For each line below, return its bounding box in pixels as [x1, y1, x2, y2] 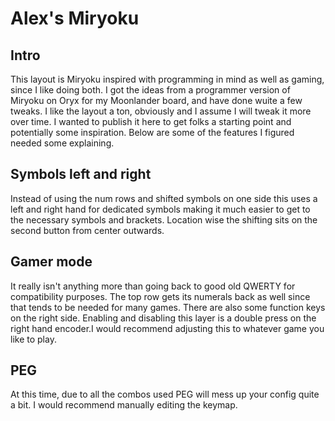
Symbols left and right [10, 166, 152, 183]
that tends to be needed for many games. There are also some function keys [10, 301, 326, 313]
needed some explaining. [10, 137, 115, 149]
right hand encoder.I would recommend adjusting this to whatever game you [10, 322, 325, 334]
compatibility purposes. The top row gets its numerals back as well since [10, 290, 311, 302]
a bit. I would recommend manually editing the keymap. [10, 399, 238, 411]
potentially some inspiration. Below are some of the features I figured [10, 127, 295, 138]
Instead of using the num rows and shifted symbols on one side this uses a [10, 192, 318, 204]
